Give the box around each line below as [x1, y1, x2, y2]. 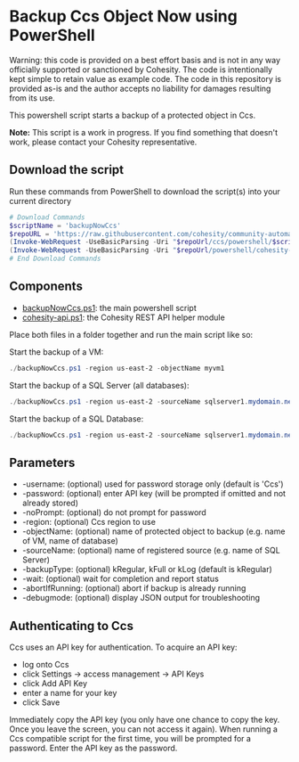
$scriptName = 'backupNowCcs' [9, 221, 122, 230]
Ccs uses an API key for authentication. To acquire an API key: [9, 642, 238, 652]
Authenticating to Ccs [9, 618, 133, 634]
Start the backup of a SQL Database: [9, 413, 144, 424]
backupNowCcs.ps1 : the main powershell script [21, 302, 198, 313]
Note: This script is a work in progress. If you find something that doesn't [9, 127, 279, 137]
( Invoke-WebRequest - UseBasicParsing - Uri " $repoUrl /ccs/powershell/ [9, 238, 273, 247]
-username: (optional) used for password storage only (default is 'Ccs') [21, 479, 284, 489]
